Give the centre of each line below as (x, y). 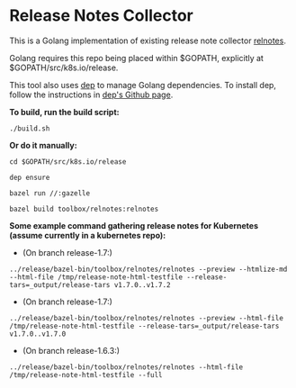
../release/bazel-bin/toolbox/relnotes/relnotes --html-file (126, 367)
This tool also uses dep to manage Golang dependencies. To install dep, (143, 85)
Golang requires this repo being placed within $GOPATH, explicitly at (136, 58)
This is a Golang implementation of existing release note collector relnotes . (148, 41)
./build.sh (30, 128)
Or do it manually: (44, 145)
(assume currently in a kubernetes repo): (88, 235)
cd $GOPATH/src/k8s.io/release (68, 162)
